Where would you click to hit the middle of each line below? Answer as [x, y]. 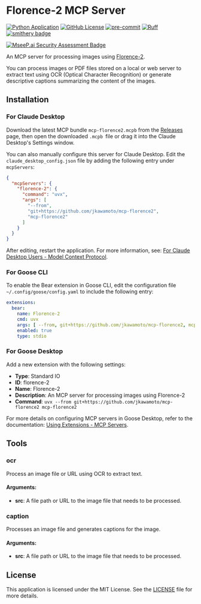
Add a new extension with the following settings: [66, 364]
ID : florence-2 [32, 382]
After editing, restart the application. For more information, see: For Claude [98, 251]
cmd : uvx [28, 320]
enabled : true [34, 330]
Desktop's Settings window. [40, 142]
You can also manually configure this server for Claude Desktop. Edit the [96, 154]
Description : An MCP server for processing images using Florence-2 [100, 395]
